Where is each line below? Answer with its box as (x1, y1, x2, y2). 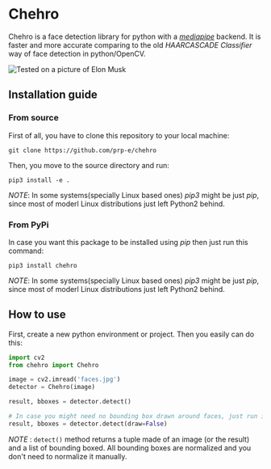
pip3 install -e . (8, 175, 70, 184)
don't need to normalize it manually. (8, 451, 127, 461)
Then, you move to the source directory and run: (8, 160, 169, 170)
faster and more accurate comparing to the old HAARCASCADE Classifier (8, 40, 252, 49)
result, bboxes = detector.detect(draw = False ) (8, 420, 168, 428)
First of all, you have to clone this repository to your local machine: (8, 130, 230, 140)
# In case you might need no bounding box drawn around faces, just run (8, 412, 258, 420)
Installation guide (8, 88, 98, 102)
